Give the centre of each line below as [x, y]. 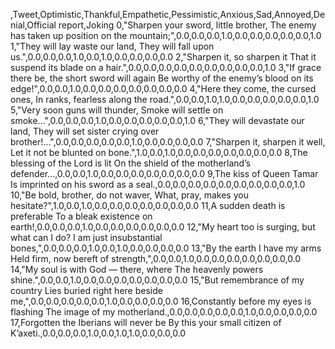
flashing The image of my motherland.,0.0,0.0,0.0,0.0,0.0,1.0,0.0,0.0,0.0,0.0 [164, 312]
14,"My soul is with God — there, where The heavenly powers [137, 269]
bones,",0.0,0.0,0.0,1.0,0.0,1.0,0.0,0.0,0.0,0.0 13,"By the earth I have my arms [166, 248]
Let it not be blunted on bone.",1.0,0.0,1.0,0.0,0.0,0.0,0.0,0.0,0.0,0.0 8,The [159, 152]
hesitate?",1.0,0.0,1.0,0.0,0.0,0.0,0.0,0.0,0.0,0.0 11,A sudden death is [148, 205]
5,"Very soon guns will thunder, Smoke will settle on [117, 110]
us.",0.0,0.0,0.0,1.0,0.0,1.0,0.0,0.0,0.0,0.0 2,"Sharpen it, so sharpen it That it [163, 57]
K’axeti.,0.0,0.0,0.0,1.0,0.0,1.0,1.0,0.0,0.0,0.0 [98, 333]
